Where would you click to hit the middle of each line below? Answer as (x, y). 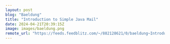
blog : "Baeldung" (24, 15)
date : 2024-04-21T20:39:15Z (35, 24)
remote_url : (18, 33)
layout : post (19, 10)
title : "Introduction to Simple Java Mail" (52, 19)
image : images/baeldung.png (35, 29)
